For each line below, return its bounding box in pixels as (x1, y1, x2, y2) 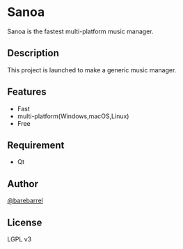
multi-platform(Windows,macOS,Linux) (17, 112, 129, 120)
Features (7, 86, 47, 98)
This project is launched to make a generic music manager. (7, 65, 177, 74)
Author (7, 178, 38, 190)
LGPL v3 (7, 235, 32, 243)
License (7, 216, 42, 228)
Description (7, 47, 59, 59)
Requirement (7, 139, 65, 151)
